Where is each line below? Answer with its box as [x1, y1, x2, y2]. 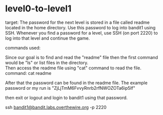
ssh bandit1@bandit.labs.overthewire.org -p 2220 [5, 104, 107, 110]
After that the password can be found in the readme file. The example [5, 80, 148, 86]
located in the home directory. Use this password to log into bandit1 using [5, 24, 156, 30]
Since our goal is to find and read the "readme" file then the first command [5, 54, 158, 60]
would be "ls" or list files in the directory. [5, 59, 88, 65]
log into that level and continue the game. [5, 35, 90, 41]
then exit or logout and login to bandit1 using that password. [5, 95, 128, 101]
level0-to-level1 [5, 3, 72, 14]
